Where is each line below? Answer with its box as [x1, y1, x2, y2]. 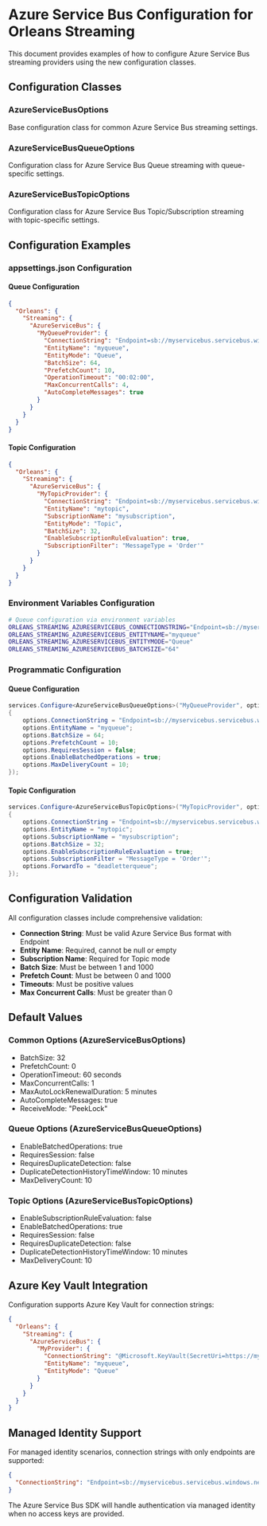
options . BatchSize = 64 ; [22, 731, 105, 739]
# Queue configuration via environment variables [8, 616, 176, 624]
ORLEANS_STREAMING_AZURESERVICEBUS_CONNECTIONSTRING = [8, 623, 191, 631]
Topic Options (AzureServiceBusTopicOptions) [8, 1195, 193, 1206]
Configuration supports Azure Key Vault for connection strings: [8, 1300, 215, 1309]
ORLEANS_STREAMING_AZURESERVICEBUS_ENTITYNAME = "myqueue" [8, 631, 201, 639]
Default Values [8, 1011, 83, 1024]
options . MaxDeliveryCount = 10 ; [22, 761, 130, 769]
